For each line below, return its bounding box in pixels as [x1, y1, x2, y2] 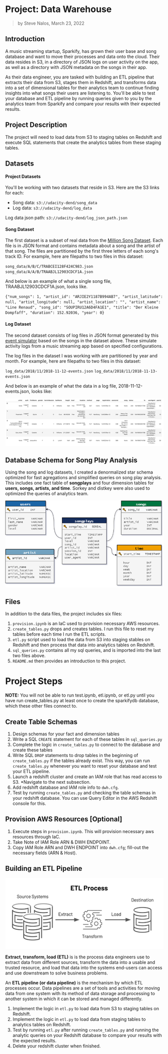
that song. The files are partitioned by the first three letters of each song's [5, 248, 159, 254]
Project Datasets [5, 173, 41, 179]
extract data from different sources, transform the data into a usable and [5, 959, 155, 965]
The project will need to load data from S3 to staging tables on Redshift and [5, 134, 162, 140]
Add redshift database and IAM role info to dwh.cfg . [12, 784, 119, 790]
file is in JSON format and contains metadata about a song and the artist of [5, 243, 160, 249]
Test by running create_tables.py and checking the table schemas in [12, 789, 156, 796]
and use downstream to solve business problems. [5, 970, 108, 976]
